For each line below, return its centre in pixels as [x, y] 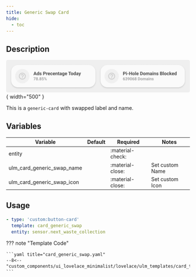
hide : [13, 18]
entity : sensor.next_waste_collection [59, 232]
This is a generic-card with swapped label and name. [70, 108]
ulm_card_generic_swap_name [45, 168]
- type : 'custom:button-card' [43, 220]
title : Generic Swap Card [37, 12]
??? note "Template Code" [37, 243]
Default [97, 142]
